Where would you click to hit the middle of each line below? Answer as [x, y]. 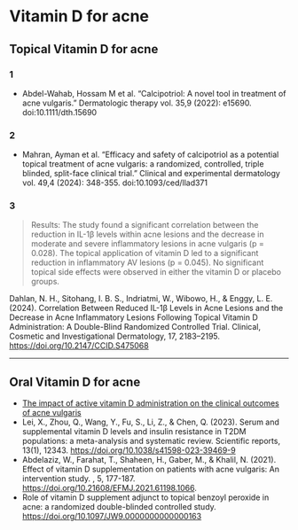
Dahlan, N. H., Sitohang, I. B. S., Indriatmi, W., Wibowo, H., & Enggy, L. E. [141, 299]
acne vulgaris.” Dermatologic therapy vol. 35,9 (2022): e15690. [137, 103]
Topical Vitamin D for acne [84, 49]
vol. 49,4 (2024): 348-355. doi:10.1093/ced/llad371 [115, 183]
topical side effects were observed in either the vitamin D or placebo [156, 272]
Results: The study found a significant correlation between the [145, 225]
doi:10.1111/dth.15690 [59, 112]
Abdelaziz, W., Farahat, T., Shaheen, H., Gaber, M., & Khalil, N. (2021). [149, 460]
